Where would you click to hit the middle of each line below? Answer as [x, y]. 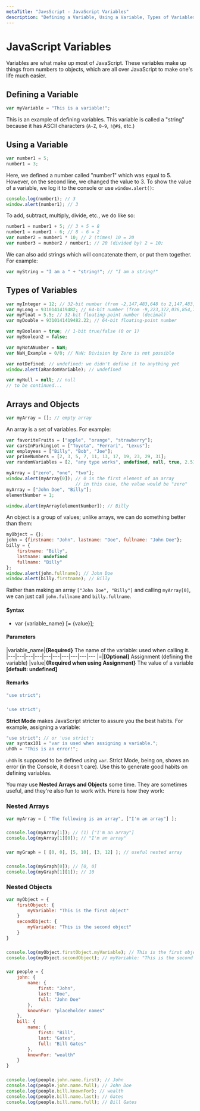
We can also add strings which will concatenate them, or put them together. [99, 254]
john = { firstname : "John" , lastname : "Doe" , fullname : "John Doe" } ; [94, 540]
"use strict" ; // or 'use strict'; [50, 738]
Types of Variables [42, 290]
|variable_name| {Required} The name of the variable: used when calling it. [98, 650]
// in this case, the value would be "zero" [131, 484]
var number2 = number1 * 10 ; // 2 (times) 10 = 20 [70, 238]
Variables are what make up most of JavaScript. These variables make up [96, 63]
